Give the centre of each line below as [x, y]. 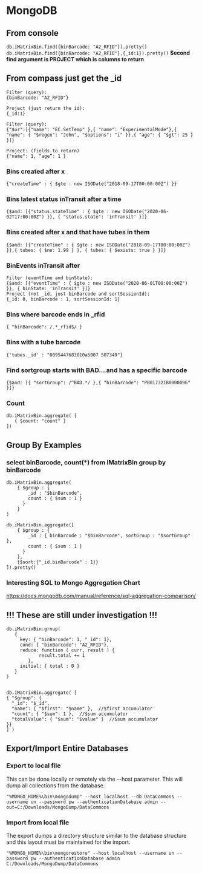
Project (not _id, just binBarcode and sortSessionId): [78, 294]
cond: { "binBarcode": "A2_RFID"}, [65, 645]
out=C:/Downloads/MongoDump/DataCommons [58, 807]
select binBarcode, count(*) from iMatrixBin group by [86, 462]
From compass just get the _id [64, 79]
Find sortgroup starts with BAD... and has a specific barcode [97, 370]
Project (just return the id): [46, 108]
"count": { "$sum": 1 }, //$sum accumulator [70, 714]
